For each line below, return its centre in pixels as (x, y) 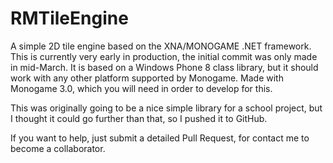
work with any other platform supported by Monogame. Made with (147, 78)
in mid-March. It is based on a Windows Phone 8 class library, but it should (164, 67)
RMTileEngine (69, 18)
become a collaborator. (58, 148)
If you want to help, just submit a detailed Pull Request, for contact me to (160, 138)
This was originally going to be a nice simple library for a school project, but (166, 108)
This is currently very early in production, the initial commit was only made (164, 56)
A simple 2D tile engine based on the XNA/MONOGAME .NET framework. (161, 46)
